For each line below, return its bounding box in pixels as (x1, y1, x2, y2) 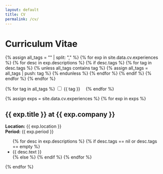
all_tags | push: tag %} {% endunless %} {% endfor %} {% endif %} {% (5, 70, 152, 76)
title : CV (5, 12, 26, 17)
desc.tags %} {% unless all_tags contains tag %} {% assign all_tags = (5, 65, 149, 71)
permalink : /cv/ (5, 16, 39, 21)
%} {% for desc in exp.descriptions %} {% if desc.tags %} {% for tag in (5, 60, 152, 66)
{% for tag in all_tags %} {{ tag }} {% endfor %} (5, 86, 115, 92)
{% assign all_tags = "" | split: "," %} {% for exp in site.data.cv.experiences (5, 54, 159, 60)
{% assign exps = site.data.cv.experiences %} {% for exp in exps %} (5, 96, 146, 102)
